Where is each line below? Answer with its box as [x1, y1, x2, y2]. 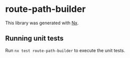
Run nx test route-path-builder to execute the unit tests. [5, 47, 125, 53]
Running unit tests [5, 34, 64, 43]
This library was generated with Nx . [5, 20, 79, 26]
